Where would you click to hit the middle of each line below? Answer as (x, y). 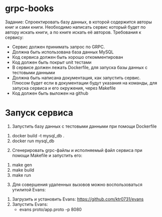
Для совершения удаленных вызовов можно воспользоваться (77, 184)
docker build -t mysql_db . (38, 135)
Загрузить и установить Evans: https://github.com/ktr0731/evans (78, 199)
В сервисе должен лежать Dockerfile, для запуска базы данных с (80, 67)
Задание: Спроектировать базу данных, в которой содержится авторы (79, 22)
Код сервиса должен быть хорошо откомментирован (68, 57)
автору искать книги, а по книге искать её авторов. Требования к (73, 32)
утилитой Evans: (29, 189)
